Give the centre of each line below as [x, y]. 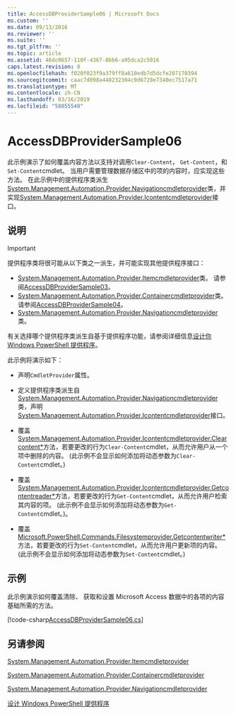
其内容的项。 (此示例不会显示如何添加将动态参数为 [91, 505]
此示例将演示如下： [35, 359]
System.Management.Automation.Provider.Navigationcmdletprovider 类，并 [117, 188]
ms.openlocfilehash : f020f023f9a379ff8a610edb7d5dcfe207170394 [102, 73]
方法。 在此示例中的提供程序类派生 [58, 179]
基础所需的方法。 [32, 606]
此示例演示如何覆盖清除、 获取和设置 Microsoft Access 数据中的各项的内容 [116, 597]
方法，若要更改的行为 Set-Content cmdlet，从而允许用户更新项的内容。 [119, 545]
